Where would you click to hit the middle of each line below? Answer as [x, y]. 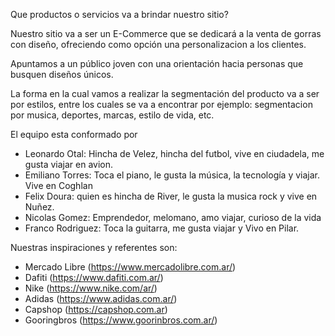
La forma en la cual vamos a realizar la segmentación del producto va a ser [165, 93]
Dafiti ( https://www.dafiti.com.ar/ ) [94, 277]
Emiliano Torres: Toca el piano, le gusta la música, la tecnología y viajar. [172, 175]
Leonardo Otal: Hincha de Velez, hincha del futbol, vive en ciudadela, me [174, 153]
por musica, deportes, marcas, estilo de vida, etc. [112, 115]
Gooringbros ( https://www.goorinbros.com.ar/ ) [121, 320]
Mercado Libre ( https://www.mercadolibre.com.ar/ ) [130, 267]
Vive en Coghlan [58, 185]
